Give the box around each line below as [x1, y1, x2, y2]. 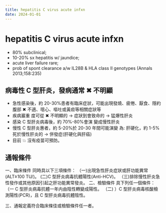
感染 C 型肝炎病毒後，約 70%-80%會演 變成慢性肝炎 [12, 119, 120, 125]
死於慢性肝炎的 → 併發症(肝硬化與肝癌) [12, 131, 92, 137]
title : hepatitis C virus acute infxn [5, 7, 85, 12]
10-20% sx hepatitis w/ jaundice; [12, 55, 80, 61]
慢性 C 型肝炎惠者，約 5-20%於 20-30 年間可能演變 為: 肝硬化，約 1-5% [12, 125, 160, 131]
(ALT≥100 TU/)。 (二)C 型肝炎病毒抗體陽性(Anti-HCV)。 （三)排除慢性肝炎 [5, 174, 156, 180]
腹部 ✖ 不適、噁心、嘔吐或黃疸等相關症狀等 [12, 106, 102, 112]
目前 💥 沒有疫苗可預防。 [12, 137, 62, 144]
